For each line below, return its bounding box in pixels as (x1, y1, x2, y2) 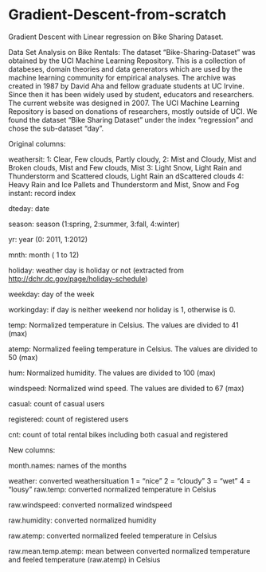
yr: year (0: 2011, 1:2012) (8, 234, 88, 244)
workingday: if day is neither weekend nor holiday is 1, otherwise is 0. (8, 304, 237, 314)
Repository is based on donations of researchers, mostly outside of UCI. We (8, 106, 257, 116)
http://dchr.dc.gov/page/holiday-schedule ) (8, 273, 148, 284)
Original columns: (8, 139, 66, 148)
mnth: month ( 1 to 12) (8, 249, 80, 260)
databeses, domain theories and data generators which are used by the (8, 64, 243, 73)
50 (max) (8, 352, 38, 362)
